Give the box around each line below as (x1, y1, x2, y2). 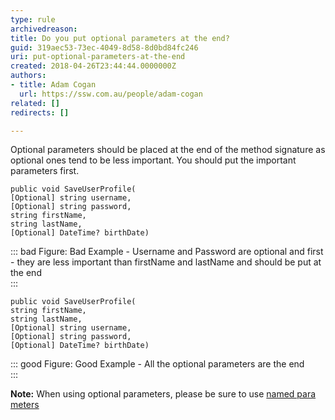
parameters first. (10, 165, 80, 177)
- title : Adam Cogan (10, 80, 97, 90)
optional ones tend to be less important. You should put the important (10, 154, 297, 166)
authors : (10, 71, 47, 81)
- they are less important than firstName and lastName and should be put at (10, 256, 322, 268)
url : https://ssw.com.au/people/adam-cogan (19, 89, 203, 99)
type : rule (10, 14, 56, 25)
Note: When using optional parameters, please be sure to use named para (10, 388, 317, 400)
